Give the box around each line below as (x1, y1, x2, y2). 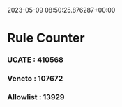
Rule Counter (7, 31, 85, 46)
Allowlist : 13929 (7, 92, 65, 101)
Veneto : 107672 (7, 74, 63, 83)
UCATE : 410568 (7, 55, 64, 65)
